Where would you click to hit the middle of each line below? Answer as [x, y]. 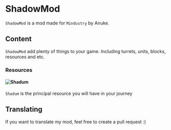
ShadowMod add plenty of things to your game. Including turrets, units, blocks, [86, 51]
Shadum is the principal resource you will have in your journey [69, 93]
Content [19, 39]
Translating [24, 109]
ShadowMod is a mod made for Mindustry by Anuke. [57, 23]
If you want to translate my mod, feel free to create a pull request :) [76, 122]
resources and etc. [25, 57]
